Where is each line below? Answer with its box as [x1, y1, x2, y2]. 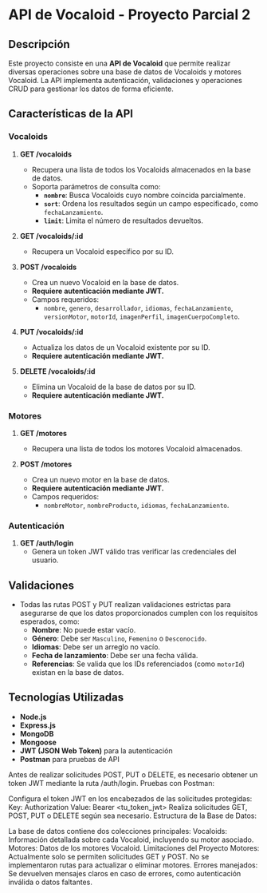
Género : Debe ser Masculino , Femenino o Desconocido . [31, 633, 207, 644]
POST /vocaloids [19, 262, 77, 272]
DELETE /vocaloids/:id [19, 366, 96, 376]
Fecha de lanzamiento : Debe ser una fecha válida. [31, 651, 198, 661]
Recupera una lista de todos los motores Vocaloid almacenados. [31, 443, 243, 453]
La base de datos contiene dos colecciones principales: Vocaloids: [8, 826, 228, 835]
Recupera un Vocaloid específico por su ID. [31, 246, 174, 256]
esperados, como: [19, 617, 80, 626]
